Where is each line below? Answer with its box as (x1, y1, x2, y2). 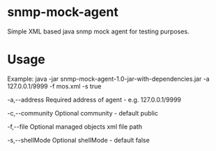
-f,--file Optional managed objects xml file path (7, 122, 143, 131)
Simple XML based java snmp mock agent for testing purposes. (7, 27, 190, 35)
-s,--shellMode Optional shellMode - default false (7, 136, 150, 144)
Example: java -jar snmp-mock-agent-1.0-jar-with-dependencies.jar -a (7, 74, 210, 83)
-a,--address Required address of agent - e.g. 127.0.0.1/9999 (7, 95, 182, 104)
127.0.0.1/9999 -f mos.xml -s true (7, 81, 102, 90)
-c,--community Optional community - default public (7, 109, 159, 117)
